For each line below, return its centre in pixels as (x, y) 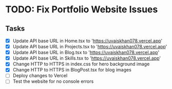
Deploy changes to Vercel (40, 76)
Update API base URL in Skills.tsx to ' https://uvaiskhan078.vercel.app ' (87, 58)
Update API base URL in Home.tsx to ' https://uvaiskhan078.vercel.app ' (88, 41)
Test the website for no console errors (53, 81)
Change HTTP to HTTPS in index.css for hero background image (81, 64)
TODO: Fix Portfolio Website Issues (82, 10)
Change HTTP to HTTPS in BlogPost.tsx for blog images (72, 70)
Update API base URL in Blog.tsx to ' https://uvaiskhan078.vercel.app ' (86, 52)
